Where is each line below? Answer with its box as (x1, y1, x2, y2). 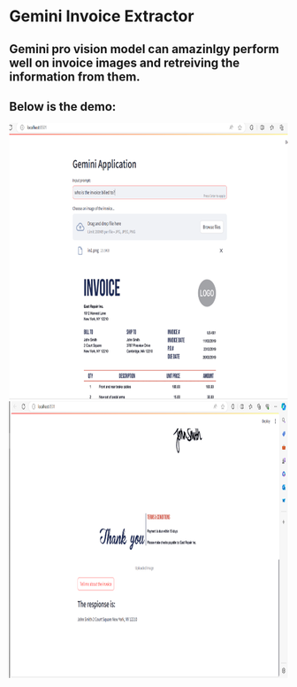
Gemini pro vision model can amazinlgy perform (9, 42, 280, 57)
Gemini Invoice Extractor (9, 6, 194, 27)
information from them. (9, 69, 141, 84)
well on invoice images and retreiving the (9, 55, 240, 70)
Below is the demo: (9, 99, 117, 114)
